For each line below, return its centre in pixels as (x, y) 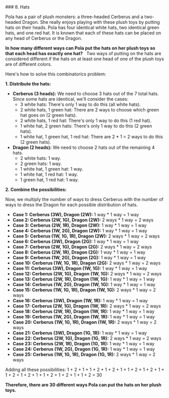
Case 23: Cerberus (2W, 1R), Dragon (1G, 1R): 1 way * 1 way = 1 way (83, 344)
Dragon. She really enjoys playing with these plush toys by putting (91, 22)
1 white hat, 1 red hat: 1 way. (49, 174)
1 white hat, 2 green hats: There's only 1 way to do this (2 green (86, 126)
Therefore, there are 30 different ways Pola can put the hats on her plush (83, 385)
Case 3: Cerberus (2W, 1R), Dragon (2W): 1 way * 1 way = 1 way (79, 225)
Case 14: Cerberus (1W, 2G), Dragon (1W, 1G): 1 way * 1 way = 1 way (84, 284)
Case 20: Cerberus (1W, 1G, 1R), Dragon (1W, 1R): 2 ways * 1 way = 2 (85, 322)
